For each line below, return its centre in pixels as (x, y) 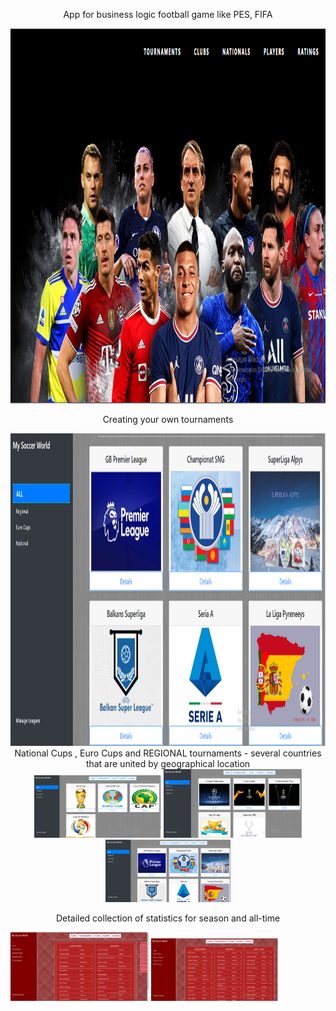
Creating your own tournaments (168, 419)
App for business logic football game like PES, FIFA (168, 14)
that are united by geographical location (168, 763)
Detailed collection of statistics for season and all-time (168, 918)
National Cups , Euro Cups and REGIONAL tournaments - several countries (168, 753)
